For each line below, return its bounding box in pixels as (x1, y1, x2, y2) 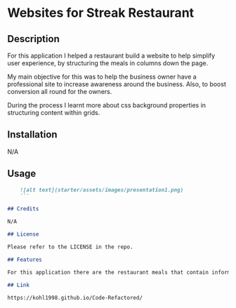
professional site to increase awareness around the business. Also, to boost (7, 80, 226, 88)
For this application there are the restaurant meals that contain (7, 269, 209, 276)
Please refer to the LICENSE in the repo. (7, 243, 133, 250)
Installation (7, 128, 58, 141)
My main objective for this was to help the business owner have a (7, 72, 197, 81)
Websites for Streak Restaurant (7, 5, 195, 21)
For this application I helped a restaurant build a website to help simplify (7, 51, 216, 60)
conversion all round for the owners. (7, 88, 112, 95)
